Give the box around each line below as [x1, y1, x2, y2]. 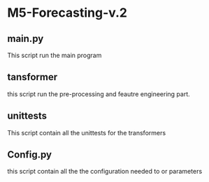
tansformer [7, 71, 58, 83]
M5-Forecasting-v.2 [7, 5, 128, 21]
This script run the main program [7, 51, 102, 59]
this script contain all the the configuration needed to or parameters [7, 167, 203, 176]
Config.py [7, 149, 52, 161]
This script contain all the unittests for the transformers [7, 128, 166, 137]
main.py [7, 33, 44, 45]
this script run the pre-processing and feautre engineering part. [7, 89, 190, 98]
